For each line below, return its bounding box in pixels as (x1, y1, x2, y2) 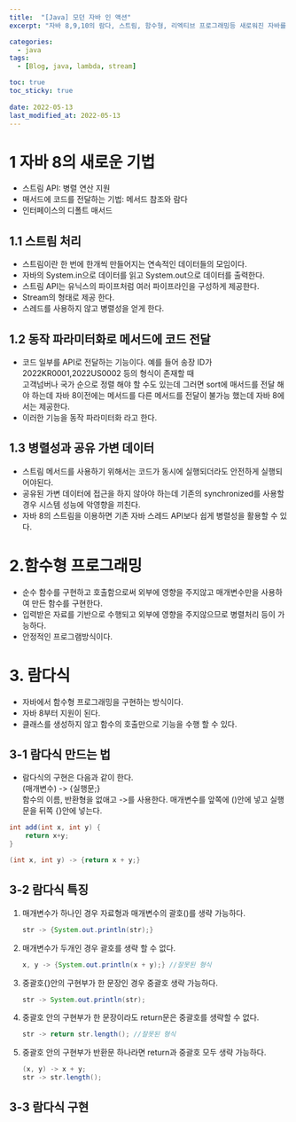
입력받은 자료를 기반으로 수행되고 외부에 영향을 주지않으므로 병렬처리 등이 (21, 608, 277, 619)
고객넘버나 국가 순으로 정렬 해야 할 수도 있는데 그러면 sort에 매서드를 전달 (21, 379, 276, 389)
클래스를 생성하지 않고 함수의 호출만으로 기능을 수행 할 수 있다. (21, 718, 238, 729)
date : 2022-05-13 (9, 103, 74, 112)
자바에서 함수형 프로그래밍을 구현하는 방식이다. (21, 696, 184, 707)
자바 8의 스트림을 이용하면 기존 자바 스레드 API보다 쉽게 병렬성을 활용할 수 (21, 510, 278, 521)
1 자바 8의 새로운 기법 (9, 152, 155, 172)
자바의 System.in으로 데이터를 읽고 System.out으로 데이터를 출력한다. (21, 270, 266, 280)
